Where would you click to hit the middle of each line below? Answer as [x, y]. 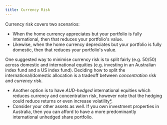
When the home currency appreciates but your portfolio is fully [77, 33]
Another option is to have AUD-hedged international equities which [81, 90]
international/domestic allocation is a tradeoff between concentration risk [81, 75]
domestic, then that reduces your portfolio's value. [64, 49]
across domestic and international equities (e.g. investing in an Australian [80, 64]
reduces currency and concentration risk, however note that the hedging [87, 95]
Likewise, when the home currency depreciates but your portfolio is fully [87, 44]
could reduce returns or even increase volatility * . [62, 101]
